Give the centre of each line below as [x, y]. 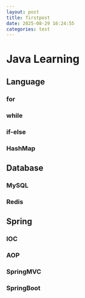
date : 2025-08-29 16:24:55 [40, 23]
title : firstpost [28, 18]
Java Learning [43, 59]
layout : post [23, 12]
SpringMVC [24, 271]
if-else [16, 132]
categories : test [28, 29]
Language [26, 82]
